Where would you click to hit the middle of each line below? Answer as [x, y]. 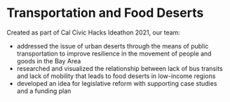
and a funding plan [44, 91]
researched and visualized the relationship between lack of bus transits [120, 68]
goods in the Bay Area [49, 60]
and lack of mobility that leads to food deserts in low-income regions [116, 76]
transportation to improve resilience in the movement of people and [114, 53]
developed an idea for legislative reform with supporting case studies [117, 83]
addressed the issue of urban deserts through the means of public [113, 46]
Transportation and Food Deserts [105, 13]
